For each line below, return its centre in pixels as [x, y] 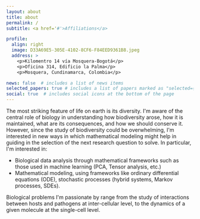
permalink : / [22, 23]
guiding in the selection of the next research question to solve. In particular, [99, 143]
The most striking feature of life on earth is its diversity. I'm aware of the [95, 111]
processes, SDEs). [37, 186]
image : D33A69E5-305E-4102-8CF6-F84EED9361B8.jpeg [76, 50]
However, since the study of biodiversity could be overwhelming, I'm [90, 130]
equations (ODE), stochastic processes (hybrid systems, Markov [94, 179]
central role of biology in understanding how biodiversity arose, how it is [95, 117]
